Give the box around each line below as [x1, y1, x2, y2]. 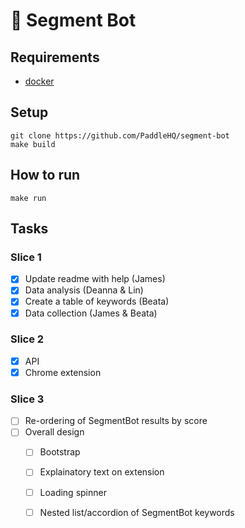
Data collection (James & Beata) [24, 307, 158, 319]
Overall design [24, 426, 85, 438]
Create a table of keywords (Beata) [24, 295, 170, 308]
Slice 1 [10, 250, 42, 264]
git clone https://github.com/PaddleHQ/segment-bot [10, 130, 230, 141]
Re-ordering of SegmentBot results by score [24, 415, 208, 427]
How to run [10, 167, 81, 184]
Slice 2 [10, 332, 45, 346]
